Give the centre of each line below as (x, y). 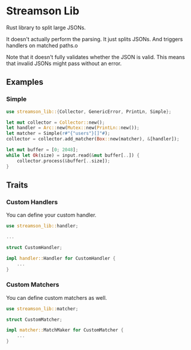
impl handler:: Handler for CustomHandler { (61, 258)
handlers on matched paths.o (42, 45)
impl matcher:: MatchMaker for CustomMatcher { (65, 330)
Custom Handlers (32, 202)
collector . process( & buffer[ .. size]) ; (64, 161)
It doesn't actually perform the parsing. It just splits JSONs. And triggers (95, 39)
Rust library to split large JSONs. (46, 27)
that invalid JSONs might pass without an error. (64, 63)
